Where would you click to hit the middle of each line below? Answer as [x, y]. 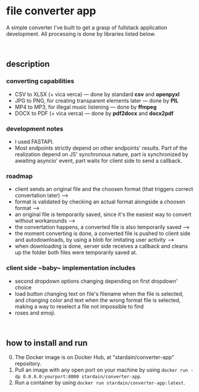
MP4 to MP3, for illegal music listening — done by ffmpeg [86, 107]
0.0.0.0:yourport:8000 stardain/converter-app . [82, 376]
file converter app [51, 11]
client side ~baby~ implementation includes [71, 268]
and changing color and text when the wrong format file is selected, [98, 300]
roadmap [20, 176]
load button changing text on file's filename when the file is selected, [99, 294]
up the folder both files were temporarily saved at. [76, 252]
